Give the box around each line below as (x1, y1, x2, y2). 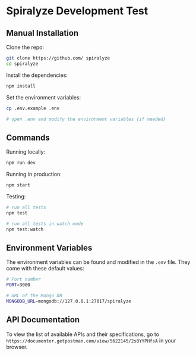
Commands (6, 132, 50, 142)
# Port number (6, 276, 42, 282)
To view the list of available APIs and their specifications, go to (6, 331, 159, 338)
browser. (6, 343, 28, 350)
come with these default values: (6, 265, 84, 272)
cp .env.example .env (6, 105, 60, 111)
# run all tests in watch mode (6, 220, 84, 227)
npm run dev (6, 160, 36, 166)
